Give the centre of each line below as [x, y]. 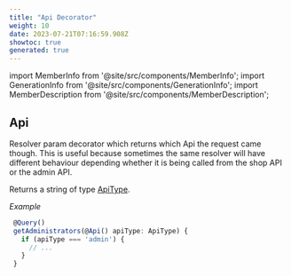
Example [25, 206]
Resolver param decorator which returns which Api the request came [135, 144]
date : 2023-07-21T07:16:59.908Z [69, 34]
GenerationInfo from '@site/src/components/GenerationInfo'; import [134, 85]
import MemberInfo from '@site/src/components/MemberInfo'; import [137, 75]
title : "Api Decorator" [53, 17]
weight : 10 [29, 26]
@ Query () [29, 223]
